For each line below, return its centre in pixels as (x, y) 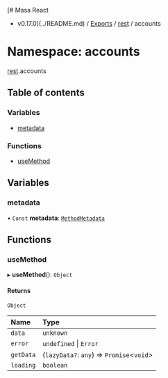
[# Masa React (28, 10)
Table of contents (46, 93)
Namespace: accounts (74, 52)
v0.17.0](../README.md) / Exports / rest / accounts (89, 23)
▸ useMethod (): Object (40, 275)
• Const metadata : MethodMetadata (56, 218)
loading (23, 365)
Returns (19, 290)
